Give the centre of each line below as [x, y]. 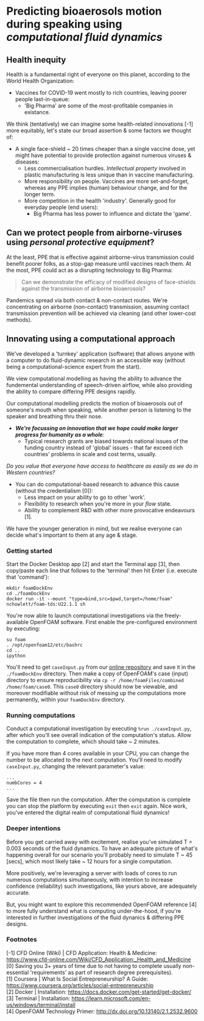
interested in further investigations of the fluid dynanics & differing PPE [95, 917]
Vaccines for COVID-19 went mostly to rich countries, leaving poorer [101, 93]
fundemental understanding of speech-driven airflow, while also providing [99, 385]
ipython [16, 656]
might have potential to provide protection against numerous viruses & [103, 155]
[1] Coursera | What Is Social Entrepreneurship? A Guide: [77, 979]
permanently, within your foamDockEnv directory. [66, 699]
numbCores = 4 [24, 783]
